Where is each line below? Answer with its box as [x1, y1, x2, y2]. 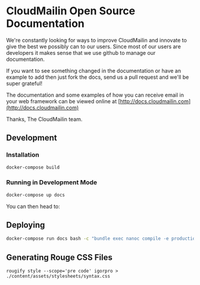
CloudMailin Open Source [6, 4, 136, 18]
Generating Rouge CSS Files [6, 252, 113, 262]
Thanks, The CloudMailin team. [6, 115, 83, 123]
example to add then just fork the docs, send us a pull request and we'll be [6, 73, 189, 80]
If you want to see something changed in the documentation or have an [6, 67, 182, 74]
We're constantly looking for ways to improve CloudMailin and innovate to [6, 36, 187, 44]
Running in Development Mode [6, 178, 97, 187]
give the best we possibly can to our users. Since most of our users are [6, 43, 182, 50]
